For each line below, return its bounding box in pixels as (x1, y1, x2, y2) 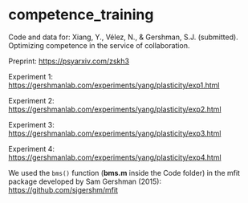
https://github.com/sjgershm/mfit (8, 185, 119, 194)
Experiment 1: (8, 71, 54, 81)
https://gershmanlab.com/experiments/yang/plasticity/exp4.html (8, 152, 222, 162)
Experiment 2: (8, 95, 55, 105)
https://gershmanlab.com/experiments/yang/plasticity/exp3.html (8, 128, 222, 138)
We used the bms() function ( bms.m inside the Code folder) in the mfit (8, 168, 241, 177)
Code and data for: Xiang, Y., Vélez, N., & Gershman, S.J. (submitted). (8, 32, 238, 42)
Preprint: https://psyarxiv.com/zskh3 (8, 56, 130, 66)
